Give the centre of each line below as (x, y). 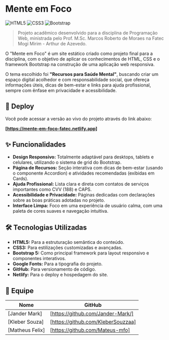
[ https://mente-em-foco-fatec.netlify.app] (51, 128)
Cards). (21, 178)
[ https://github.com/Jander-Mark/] (92, 314)
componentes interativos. (39, 259)
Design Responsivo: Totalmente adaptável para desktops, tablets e (83, 157)
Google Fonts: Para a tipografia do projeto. (58, 264)
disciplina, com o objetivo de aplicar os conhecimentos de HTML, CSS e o (82, 59)
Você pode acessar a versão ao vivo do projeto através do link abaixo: (79, 119)
